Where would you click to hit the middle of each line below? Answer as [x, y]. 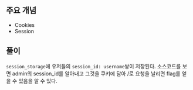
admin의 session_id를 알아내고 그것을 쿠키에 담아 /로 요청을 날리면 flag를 [96, 73]
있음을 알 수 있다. [38, 81]
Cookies [25, 25]
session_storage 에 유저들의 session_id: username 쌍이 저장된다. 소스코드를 [94, 66]
